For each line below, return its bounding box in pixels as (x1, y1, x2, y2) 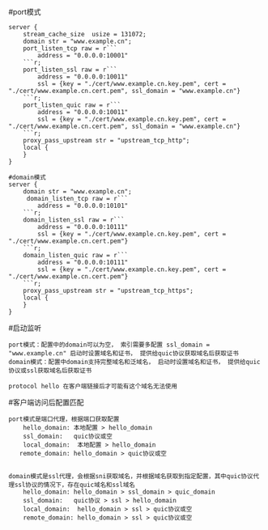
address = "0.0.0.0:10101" (37, 201, 129, 210)
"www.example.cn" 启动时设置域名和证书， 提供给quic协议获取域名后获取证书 (8, 350, 239, 358)
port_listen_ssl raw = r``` (23, 66, 117, 74)
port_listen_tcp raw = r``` (23, 45, 117, 53)
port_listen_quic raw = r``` (23, 101, 121, 109)
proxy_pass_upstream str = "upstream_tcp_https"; (23, 286, 194, 295)
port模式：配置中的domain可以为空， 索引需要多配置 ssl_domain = (8, 341, 211, 349)
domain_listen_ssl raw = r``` (23, 216, 125, 224)
